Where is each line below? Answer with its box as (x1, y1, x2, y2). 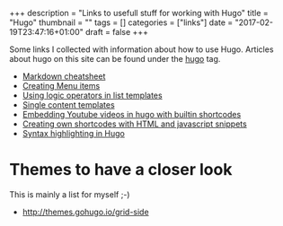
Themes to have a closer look (9, 160, 233, 180)
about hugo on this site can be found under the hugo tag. (9, 54, 221, 64)
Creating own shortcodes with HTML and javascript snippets (22, 118, 247, 129)
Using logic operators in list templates (22, 90, 164, 100)
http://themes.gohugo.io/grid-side (22, 206, 150, 217)
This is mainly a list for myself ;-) (9, 188, 130, 200)
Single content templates (22, 100, 115, 110)
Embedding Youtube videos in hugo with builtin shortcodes (22, 109, 242, 119)
